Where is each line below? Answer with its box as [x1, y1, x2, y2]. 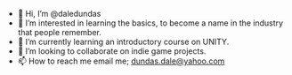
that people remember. [17, 27, 102, 37]
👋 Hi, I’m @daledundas [17, 9, 101, 19]
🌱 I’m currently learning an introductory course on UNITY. [17, 36, 230, 47]
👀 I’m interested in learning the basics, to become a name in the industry [17, 18, 283, 28]
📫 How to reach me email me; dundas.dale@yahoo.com [17, 56, 225, 66]
